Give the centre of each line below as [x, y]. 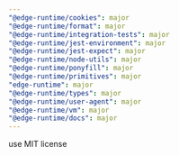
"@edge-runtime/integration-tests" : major [89, 34]
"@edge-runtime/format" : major [67, 26]
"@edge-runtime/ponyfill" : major [71, 69]
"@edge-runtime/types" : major [65, 93]
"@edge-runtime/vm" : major [59, 110]
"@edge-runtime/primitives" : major [75, 77]
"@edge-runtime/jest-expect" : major [77, 51]
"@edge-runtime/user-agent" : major [75, 101]
